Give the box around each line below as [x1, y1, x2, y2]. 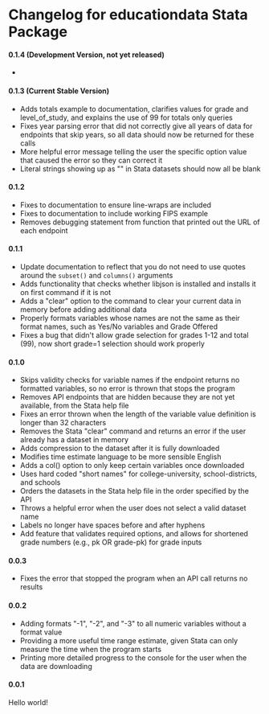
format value [19, 627, 63, 637]
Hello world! [8, 697, 48, 707]
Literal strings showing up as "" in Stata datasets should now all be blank [19, 163, 261, 174]
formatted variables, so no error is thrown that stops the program [19, 384, 235, 393]
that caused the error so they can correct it [19, 155, 163, 165]
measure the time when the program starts [19, 644, 162, 654]
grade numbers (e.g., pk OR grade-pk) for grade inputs [19, 537, 202, 548]
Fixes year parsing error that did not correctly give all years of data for [19, 121, 253, 130]
